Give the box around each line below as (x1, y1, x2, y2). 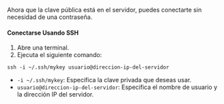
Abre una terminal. (16, 44, 70, 52)
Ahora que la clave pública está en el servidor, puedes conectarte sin (7, 6, 202, 14)
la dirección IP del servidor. (16, 90, 94, 99)
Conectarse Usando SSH (7, 29, 79, 37)
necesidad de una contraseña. (7, 13, 93, 21)
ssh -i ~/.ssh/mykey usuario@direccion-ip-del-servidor (7, 64, 169, 71)
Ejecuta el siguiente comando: (16, 51, 102, 59)
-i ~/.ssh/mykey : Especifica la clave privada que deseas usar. (16, 76, 192, 84)
